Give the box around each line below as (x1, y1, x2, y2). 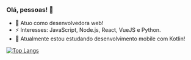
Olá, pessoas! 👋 (6, 6, 54, 14)
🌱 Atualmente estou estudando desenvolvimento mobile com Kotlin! (15, 35, 186, 42)
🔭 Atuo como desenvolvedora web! (15, 20, 104, 27)
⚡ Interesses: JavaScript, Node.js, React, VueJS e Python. (15, 26, 161, 34)
